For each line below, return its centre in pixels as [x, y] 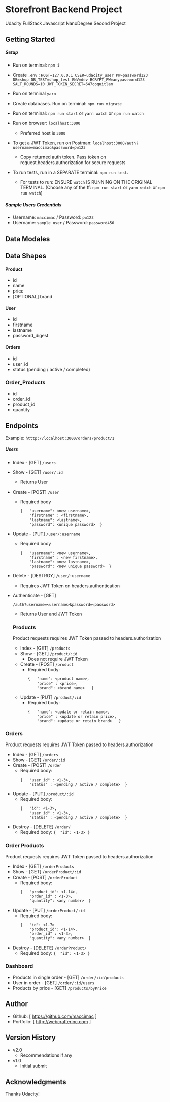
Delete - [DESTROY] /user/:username [51, 575]
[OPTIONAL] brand [32, 297]
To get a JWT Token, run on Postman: [52, 143]
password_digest [30, 336]
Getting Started [30, 39]
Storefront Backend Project [64, 9]
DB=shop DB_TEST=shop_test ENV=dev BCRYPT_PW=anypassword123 [79, 80]
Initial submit [33, 1066]
